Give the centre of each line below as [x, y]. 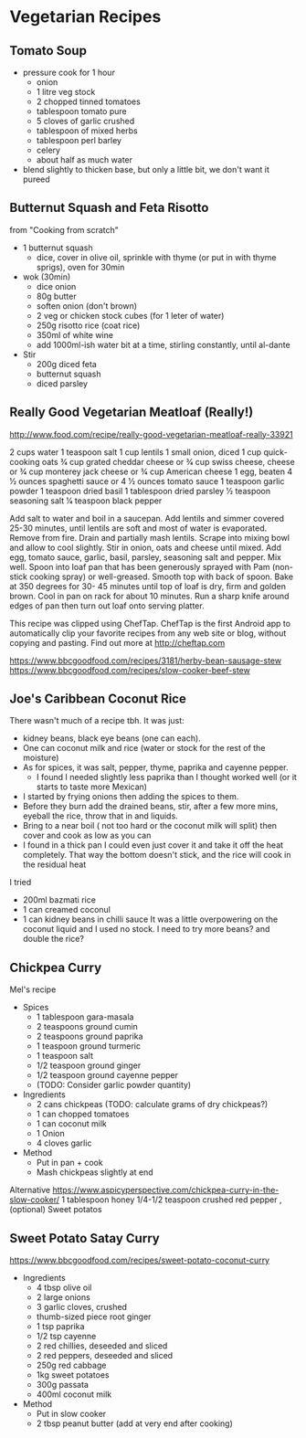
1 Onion [51, 1134]
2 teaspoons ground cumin [87, 1027]
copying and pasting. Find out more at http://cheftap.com [117, 642]
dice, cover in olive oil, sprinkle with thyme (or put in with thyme [156, 257]
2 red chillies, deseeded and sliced [102, 1346]
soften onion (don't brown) [87, 306]
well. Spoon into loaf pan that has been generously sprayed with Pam [140, 566]
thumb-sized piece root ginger [94, 1316]
